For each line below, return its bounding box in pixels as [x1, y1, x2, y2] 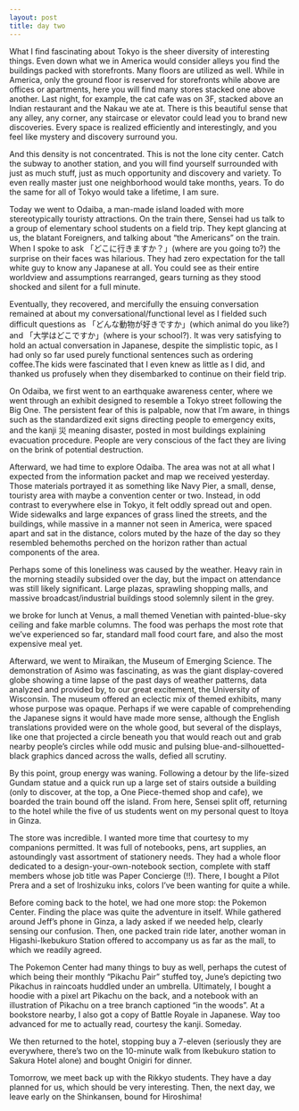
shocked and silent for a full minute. [9, 281, 141, 292]
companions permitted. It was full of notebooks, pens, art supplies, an [9, 842, 267, 852]
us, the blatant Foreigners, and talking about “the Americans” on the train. [9, 232, 280, 243]
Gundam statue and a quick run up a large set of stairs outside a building [9, 777, 277, 788]
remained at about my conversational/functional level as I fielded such [9, 308, 268, 319]
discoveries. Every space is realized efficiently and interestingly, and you [9, 121, 277, 132]
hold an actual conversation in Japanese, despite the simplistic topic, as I [9, 340, 278, 351]
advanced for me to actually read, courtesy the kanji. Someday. [9, 1018, 243, 1029]
